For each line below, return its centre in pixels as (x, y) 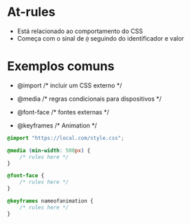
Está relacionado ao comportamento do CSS (80, 31)
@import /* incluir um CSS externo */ (69, 85)
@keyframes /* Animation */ (57, 125)
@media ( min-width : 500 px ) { (49, 150)
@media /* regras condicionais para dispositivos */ (89, 99)
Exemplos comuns (61, 67)
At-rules (31, 12)
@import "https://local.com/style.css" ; (66, 138)
